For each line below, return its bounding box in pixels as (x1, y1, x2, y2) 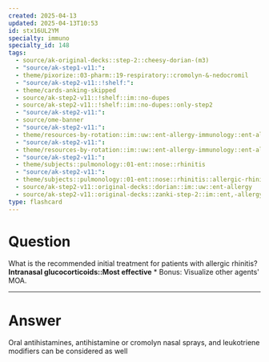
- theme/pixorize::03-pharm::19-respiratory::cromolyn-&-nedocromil (15, 71, 249, 79)
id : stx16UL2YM (8, 26, 59, 34)
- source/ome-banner (15, 116, 84, 124)
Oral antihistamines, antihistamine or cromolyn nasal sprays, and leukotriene (8, 338, 260, 348)
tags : (8, 49, 26, 57)
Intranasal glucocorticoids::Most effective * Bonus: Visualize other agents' (8, 267, 260, 277)
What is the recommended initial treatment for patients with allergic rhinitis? (8, 259, 258, 268)
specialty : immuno (8, 34, 70, 42)
